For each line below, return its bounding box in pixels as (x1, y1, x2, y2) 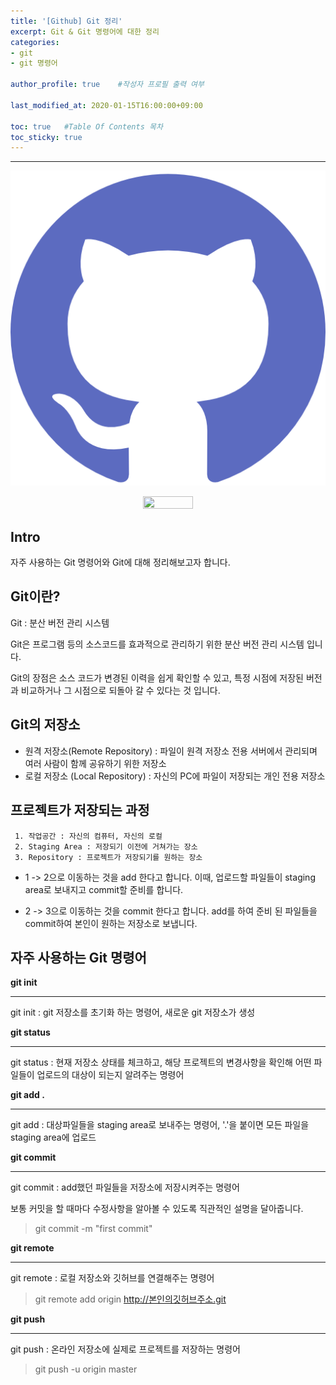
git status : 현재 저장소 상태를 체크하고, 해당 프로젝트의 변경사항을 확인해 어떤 (10, 1056, 312, 1069)
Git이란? (10, 588, 61, 605)
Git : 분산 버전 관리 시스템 (10, 616, 110, 629)
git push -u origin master (34, 1363, 138, 1375)
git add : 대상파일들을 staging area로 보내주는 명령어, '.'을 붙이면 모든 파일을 (10, 1119, 310, 1131)
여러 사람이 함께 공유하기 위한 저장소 (24, 757, 167, 769)
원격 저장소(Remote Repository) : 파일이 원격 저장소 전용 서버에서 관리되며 (24, 745, 318, 757)
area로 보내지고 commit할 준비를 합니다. (24, 883, 184, 895)
